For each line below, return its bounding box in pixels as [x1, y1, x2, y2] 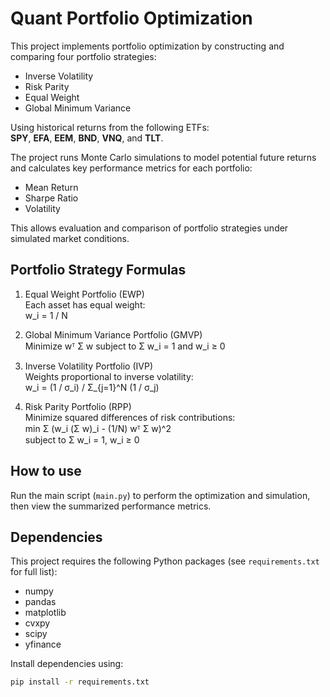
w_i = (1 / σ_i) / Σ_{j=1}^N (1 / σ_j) [24, 381, 160, 393]
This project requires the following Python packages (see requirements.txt [10, 555, 320, 567]
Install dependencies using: [10, 658, 124, 670]
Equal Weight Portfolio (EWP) [24, 288, 145, 300]
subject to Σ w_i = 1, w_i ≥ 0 [24, 433, 140, 446]
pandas [24, 596, 57, 608]
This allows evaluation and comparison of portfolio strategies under [10, 222, 289, 234]
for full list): [10, 566, 58, 578]
